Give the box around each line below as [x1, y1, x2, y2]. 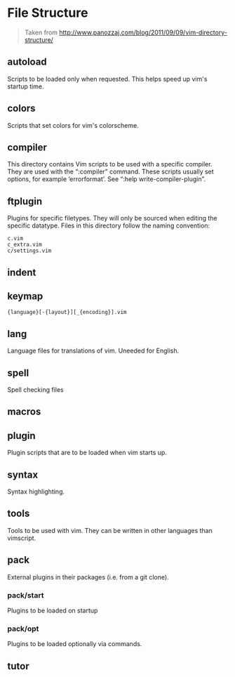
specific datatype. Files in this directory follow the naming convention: [7, 221, 210, 230]
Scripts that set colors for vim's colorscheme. [7, 121, 139, 129]
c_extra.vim [7, 241, 42, 249]
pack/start [7, 590, 44, 600]
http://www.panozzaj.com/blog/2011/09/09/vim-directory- [59, 28, 228, 37]
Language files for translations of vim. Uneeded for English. [7, 346, 180, 355]
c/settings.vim [7, 247, 52, 254]
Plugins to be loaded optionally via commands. [7, 640, 142, 648]
